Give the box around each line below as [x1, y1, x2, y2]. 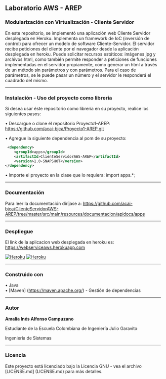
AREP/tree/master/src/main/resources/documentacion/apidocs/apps [5, 211, 145, 217]
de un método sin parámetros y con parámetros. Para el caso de [5, 67, 136, 73]
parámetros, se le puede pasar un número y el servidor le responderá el [5, 72, 152, 78]
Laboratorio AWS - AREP [5, 4, 83, 12]
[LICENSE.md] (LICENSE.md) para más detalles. [5, 368, 103, 374]
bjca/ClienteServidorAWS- [5, 205, 59, 212]
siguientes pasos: [5, 111, 41, 117]
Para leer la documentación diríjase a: [5, 200, 82, 206]
